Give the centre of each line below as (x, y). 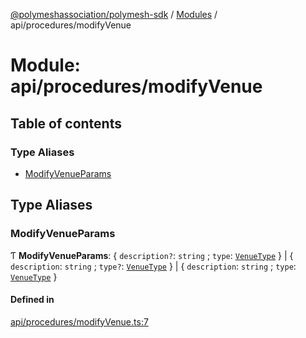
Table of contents (66, 123)
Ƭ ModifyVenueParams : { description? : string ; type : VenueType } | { (152, 255)
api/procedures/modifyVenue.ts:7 (79, 321)
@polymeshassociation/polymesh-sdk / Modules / (114, 14)
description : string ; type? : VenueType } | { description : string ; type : (153, 266)
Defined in (32, 300)
